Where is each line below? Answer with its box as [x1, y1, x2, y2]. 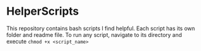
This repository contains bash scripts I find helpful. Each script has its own [6, 25, 195, 32]
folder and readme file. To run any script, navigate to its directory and [6, 31, 183, 38]
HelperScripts [6, 4, 79, 18]
